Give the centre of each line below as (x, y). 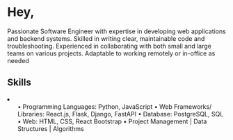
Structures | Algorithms (51, 128)
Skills (19, 83)
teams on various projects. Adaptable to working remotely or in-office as (111, 53)
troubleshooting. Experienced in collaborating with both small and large (110, 46)
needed (18, 60)
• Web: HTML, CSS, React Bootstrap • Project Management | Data (112, 121)
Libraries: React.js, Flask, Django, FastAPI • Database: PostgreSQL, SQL (120, 114)
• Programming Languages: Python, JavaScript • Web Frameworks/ (114, 106)
